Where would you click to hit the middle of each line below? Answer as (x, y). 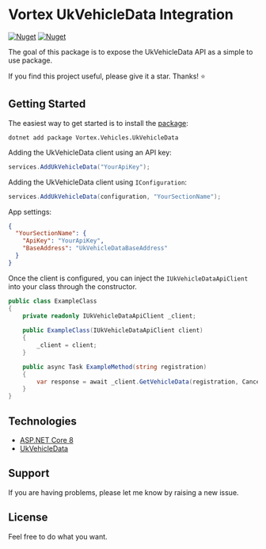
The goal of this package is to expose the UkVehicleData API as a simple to (131, 51)
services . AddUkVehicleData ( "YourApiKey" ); (79, 167)
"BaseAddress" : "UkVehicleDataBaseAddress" (95, 248)
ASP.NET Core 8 (46, 440)
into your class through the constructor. (72, 286)
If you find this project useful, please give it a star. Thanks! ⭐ (107, 76)
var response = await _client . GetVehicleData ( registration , (138, 382)
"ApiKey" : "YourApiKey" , (63, 241)
